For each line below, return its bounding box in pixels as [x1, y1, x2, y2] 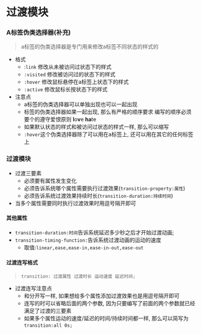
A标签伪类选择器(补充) [6, 28, 71, 37]
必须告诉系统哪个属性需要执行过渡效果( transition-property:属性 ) [23, 184, 185, 192]
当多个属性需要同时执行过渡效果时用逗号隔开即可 [14, 199, 136, 207]
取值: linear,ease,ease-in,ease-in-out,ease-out [23, 243, 144, 251]
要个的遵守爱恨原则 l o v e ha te [23, 116, 97, 123]
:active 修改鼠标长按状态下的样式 [23, 86, 108, 93]
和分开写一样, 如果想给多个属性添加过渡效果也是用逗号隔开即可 [23, 292, 180, 300]
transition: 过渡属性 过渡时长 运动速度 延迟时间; [20, 273, 136, 279]
